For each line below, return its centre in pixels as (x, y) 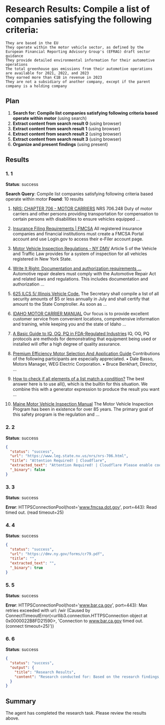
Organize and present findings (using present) (60, 144)
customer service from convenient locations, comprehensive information (86, 319)
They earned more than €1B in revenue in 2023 (54, 77)
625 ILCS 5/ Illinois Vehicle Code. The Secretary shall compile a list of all (86, 294)
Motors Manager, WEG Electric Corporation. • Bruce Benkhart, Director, (85, 364)
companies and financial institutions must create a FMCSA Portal (78, 234)
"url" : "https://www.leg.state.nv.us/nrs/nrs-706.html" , (69, 456)
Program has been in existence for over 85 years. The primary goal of (83, 409)
